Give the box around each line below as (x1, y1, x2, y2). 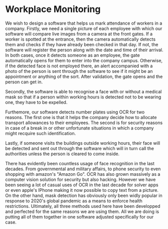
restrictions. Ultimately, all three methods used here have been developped (5, 203, 160, 209)
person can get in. (5, 79, 43, 85)
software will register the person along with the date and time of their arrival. (5, 47, 163, 53)
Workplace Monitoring (5, 4, 101, 15)
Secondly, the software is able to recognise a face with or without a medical (5, 88, 162, 94)
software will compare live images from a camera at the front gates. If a (5, 31, 153, 37)
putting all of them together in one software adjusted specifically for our (5, 213, 154, 219)
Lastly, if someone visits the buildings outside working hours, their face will (5, 140, 160, 146)
